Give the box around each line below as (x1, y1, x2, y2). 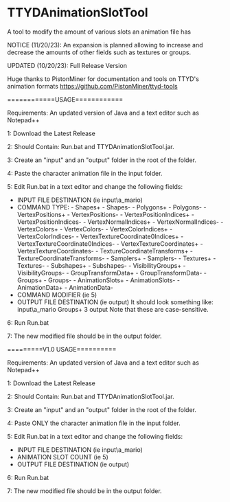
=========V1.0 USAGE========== (7, 345, 117, 353)
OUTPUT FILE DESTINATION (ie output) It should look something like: (16, 297, 214, 306)
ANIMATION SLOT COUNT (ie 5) (16, 453, 108, 461)
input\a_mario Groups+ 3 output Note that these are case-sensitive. (16, 305, 209, 313)
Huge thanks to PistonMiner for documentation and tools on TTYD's (7, 74, 199, 83)
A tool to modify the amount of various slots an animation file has (7, 27, 191, 36)
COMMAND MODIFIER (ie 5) (16, 290, 97, 299)
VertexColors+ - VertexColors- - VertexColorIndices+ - (16, 225, 173, 233)
